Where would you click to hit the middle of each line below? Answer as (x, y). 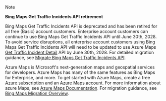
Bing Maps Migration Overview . (37, 93)
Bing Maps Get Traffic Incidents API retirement (54, 17)
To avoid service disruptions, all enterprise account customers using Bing (80, 42)
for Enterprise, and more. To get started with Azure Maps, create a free (78, 78)
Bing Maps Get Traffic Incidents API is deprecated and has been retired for (81, 26)
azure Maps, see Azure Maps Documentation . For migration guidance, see (81, 88)
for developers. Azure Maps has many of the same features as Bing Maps (80, 72)
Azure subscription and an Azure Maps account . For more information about (83, 83)
